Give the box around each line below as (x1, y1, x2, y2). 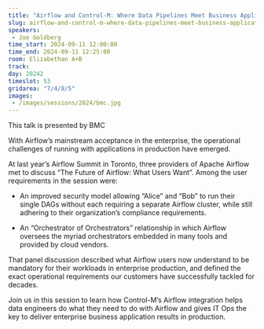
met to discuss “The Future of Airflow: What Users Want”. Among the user (8, 168, 247, 177)
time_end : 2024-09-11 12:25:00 (8, 48, 111, 56)
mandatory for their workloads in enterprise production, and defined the (8, 264, 241, 273)
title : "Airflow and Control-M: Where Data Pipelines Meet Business (8, 11, 237, 20)
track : (8, 63, 30, 71)
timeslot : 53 (8, 77, 51, 85)
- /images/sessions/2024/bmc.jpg (11, 99, 122, 107)
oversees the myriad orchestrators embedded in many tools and (19, 232, 228, 241)
